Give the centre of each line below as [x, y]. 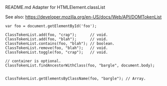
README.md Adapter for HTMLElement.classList [55, 7]
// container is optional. [33, 61]
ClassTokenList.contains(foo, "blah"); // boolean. [60, 43]
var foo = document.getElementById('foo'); [51, 26]
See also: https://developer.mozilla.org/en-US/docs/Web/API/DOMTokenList [83, 17]
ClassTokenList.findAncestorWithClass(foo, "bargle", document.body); [80, 65]
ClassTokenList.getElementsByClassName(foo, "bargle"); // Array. [76, 78]
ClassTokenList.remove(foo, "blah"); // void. [57, 48]
